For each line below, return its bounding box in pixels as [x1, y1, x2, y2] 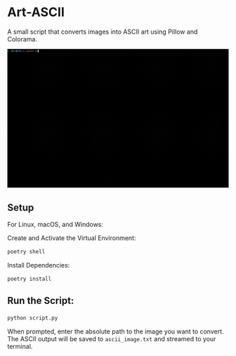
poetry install [7, 275, 52, 283]
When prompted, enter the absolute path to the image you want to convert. [7, 327, 224, 336]
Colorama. [7, 34, 37, 43]
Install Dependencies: [7, 261, 70, 270]
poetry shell [7, 249, 46, 256]
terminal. [7, 342, 33, 350]
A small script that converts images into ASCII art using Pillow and [7, 27, 198, 36]
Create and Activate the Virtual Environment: [7, 234, 136, 242]
